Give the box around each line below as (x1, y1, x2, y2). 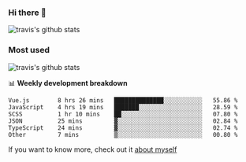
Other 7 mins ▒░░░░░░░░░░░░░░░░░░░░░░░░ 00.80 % (8, 131, 238, 138)
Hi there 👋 (8, 7, 47, 18)
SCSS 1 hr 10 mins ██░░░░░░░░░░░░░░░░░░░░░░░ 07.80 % (8, 110, 238, 118)
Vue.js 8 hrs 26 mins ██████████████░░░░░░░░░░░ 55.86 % (8, 96, 238, 105)
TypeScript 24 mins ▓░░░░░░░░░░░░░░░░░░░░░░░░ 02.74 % (8, 123, 238, 132)
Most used (8, 45, 50, 56)
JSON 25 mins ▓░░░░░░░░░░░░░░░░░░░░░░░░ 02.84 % (8, 117, 238, 125)
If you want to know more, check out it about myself (8, 145, 177, 154)
